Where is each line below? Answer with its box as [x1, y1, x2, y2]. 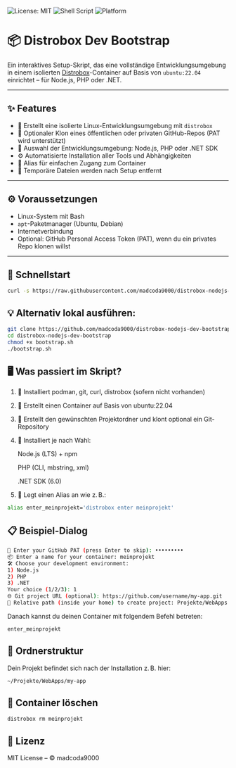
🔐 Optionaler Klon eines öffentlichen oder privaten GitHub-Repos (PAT [17, 129, 221, 137]
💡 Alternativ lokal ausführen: [7, 307, 136, 319]
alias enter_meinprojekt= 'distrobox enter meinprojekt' [7, 504, 174, 512]
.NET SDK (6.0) [17, 477, 62, 486]
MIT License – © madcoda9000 [7, 754, 100, 762]
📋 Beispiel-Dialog [7, 524, 88, 536]
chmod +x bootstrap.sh [7, 339, 74, 346]
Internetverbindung [17, 227, 74, 235]
